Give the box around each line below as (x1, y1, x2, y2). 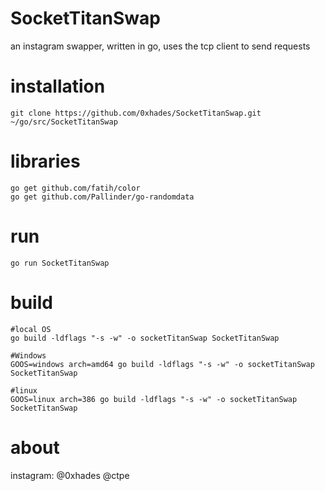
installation (10, 75, 106, 98)
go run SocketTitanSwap (10, 258, 110, 268)
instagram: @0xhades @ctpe (10, 469, 130, 481)
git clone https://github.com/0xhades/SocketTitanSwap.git (10, 108, 262, 118)
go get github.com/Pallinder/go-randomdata (10, 192, 195, 202)
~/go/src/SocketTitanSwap (10, 117, 118, 127)
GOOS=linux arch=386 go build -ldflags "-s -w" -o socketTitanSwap (10, 394, 298, 404)
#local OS (10, 324, 52, 334)
